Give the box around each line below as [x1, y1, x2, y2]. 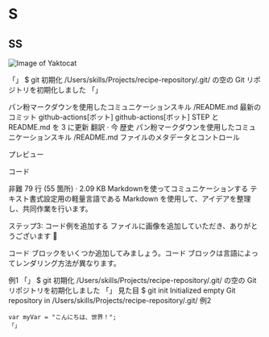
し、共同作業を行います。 [8, 204, 93, 214]
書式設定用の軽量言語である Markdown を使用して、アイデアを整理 [29, 194, 251, 203]
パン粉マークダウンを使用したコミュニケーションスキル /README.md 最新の [8, 102, 262, 111]
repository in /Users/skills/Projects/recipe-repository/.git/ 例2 [8, 296, 212, 305]
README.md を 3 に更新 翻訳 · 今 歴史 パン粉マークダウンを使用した [8, 123, 235, 131]
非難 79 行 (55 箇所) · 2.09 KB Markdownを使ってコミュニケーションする [8, 184, 248, 193]
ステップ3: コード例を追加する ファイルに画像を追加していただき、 [8, 221, 230, 231]
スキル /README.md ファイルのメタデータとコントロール [50, 132, 240, 142]
